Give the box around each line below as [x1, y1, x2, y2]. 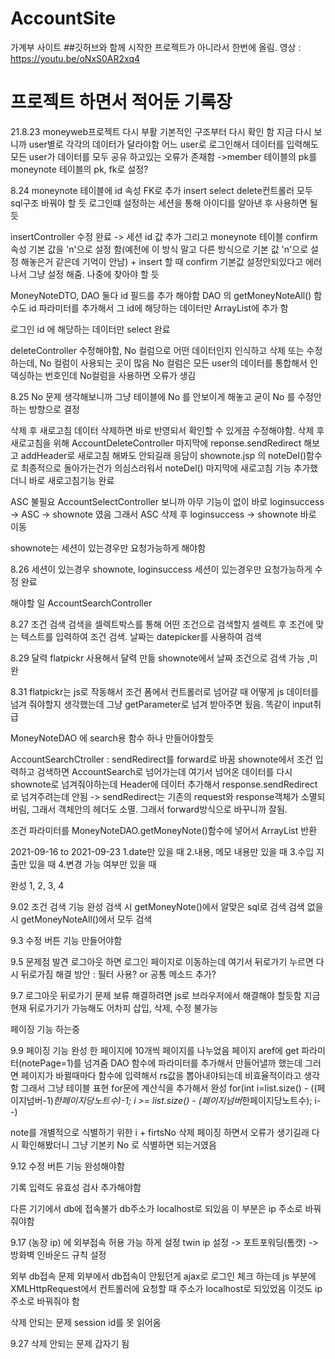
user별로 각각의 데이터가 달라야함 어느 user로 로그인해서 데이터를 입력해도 [28, 138, 319, 150]
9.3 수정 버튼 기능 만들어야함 [10, 934, 123, 946]
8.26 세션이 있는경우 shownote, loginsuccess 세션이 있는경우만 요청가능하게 [10, 563, 313, 575]
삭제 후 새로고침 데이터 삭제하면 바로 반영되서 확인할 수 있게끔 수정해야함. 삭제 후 [10, 424, 325, 436]
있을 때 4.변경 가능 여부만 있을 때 [28, 858, 157, 870]
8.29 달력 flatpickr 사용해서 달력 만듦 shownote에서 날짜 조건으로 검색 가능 [10, 652, 305, 664]
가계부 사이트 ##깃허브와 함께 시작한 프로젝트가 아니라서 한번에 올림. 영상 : [10, 41, 302, 53]
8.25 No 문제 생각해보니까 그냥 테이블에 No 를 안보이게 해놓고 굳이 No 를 [10, 390, 296, 402]
